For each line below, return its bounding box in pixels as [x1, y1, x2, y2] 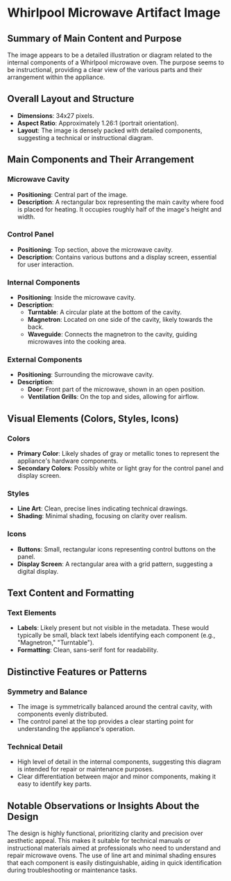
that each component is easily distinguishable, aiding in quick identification [7, 859, 222, 867]
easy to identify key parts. [17, 780, 92, 788]
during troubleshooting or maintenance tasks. [7, 866, 137, 875]
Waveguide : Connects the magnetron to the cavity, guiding [27, 330, 198, 339]
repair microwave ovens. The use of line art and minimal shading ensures [7, 851, 216, 859]
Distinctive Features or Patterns [7, 666, 148, 678]
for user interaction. [17, 260, 74, 268]
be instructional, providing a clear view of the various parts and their [7, 66, 203, 74]
